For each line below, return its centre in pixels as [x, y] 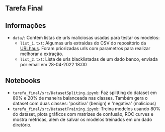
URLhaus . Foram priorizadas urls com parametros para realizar [85, 49]
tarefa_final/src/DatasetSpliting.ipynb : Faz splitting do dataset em [85, 93]
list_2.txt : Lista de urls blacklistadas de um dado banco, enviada [89, 59]
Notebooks [23, 80]
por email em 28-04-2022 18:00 [53, 65]
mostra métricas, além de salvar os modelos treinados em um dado [82, 120]
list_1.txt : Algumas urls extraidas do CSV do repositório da [83, 43]
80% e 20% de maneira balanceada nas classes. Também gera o [80, 98]
